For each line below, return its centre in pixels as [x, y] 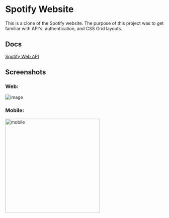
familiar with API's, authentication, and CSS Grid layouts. [64, 28]
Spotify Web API [22, 56]
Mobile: [15, 111]
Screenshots [26, 72]
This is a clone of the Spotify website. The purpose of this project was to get [84, 23]
